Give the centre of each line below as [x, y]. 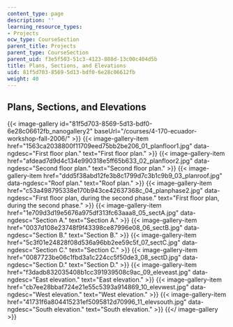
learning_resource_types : [45, 27]
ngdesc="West [29, 295]
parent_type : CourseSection [48, 53]
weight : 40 [23, 79]
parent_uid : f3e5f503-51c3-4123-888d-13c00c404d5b [82, 59]
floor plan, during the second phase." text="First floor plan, [135, 198]
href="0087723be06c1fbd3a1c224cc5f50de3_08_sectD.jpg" [94, 257]
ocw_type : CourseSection [43, 40]
